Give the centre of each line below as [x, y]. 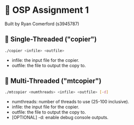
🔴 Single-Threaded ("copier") [51, 39]
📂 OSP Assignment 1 [47, 10]
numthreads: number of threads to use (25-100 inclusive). [70, 102]
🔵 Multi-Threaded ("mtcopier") [53, 81]
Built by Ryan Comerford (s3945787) [42, 24]
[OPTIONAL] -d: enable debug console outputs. [60, 118]
